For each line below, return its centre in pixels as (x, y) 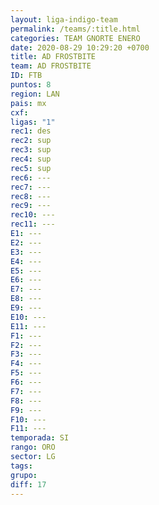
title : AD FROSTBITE (53, 57)
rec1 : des (31, 131)
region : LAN (35, 94)
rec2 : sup (31, 141)
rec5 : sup (31, 168)
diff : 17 (28, 484)
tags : (21, 466)
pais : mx (28, 103)
